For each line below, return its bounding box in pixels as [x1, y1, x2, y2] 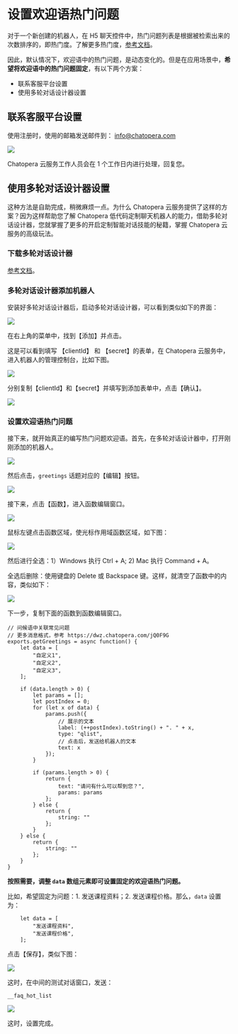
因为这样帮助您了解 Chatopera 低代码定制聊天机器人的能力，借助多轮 [19, 211, 222, 220]
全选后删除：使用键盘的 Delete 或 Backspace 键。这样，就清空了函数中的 [7, 572, 221, 580]
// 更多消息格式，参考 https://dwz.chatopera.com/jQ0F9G [7, 632, 169, 639]
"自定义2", [33, 660, 62, 667]
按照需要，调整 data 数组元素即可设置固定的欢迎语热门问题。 [7, 877, 185, 886]
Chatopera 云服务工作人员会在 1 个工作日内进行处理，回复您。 [7, 159, 189, 168]
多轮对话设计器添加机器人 [7, 285, 95, 295]
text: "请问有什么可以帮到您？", [57, 783, 145, 790]
